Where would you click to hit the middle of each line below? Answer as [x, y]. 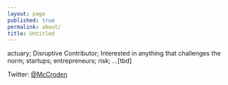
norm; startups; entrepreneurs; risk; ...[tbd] [70, 61]
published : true [31, 20]
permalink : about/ [34, 27]
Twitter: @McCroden [38, 74]
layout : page [26, 14]
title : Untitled [31, 33]
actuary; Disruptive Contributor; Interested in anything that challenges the [114, 53]
